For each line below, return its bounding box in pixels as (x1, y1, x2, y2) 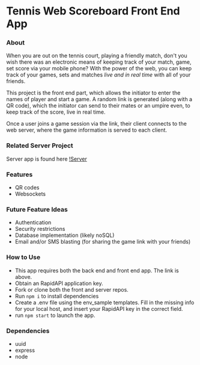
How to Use (6, 253, 41, 262)
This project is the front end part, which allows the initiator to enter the (6, 89, 181, 97)
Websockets (14, 191, 46, 198)
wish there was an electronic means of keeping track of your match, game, (6, 58, 192, 66)
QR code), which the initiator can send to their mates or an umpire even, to (6, 102, 190, 109)
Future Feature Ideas (6, 206, 68, 213)
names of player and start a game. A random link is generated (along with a (6, 96, 193, 103)
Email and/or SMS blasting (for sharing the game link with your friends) (14, 238, 191, 245)
